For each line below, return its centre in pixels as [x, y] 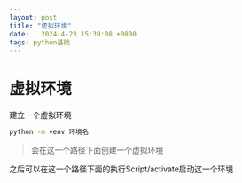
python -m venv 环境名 [49, 132]
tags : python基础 [40, 42]
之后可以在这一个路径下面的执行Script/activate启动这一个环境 [121, 169]
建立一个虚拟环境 [40, 115]
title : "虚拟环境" [41, 26]
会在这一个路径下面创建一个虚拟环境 [97, 150]
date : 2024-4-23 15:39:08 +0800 [73, 34]
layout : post [33, 17]
